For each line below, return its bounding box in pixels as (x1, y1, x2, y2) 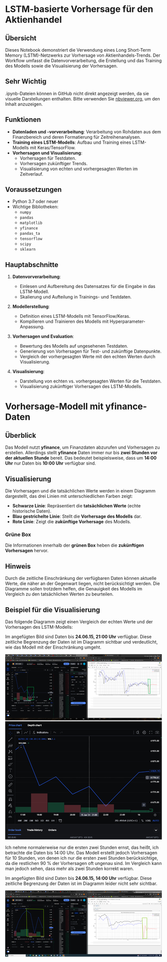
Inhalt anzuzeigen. (5, 101, 43, 107)
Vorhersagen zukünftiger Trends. (19, 160, 88, 166)
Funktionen (5, 115, 41, 124)
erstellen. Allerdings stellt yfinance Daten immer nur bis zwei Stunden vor (5, 450, 158, 456)
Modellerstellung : (12, 303, 50, 309)
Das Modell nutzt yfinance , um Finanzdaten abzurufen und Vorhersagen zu (5, 444, 160, 451)
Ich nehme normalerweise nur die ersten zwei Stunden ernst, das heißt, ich (5, 845, 159, 851)
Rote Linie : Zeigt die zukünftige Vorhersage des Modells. (12, 519, 131, 525)
